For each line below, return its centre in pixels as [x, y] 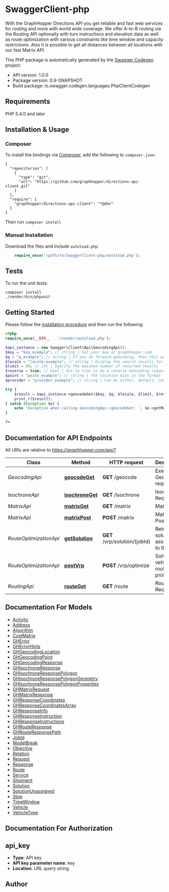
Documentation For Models [49, 607]
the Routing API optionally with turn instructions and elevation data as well [82, 34]
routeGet [75, 586]
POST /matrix [118, 517]
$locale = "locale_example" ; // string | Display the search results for [84, 362]
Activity [20, 620]
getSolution [78, 538]
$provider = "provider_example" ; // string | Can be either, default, [81, 380]
